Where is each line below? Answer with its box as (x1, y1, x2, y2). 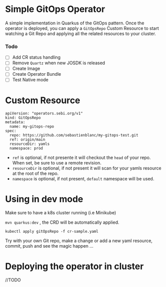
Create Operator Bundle (12, 71, 61, 77)
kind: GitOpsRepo (5, 116, 41, 121)
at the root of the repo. (12, 170, 59, 176)
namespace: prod (9, 146, 43, 151)
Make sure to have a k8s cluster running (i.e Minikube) (5, 210, 116, 216)
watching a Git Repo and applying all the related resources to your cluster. (5, 30, 156, 36)
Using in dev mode (5, 193, 83, 205)
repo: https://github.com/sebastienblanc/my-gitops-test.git (9, 133, 139, 138)
